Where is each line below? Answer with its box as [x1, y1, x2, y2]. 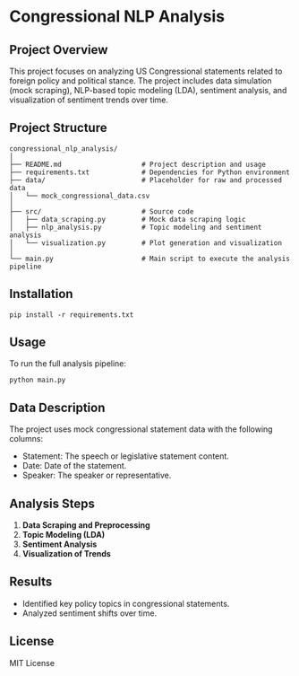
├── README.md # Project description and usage [9, 160, 267, 169]
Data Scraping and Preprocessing [21, 520, 150, 531]
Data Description [9, 399, 106, 415]
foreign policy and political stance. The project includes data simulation [9, 75, 272, 86]
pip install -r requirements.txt [9, 310, 134, 320]
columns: [9, 434, 44, 444]
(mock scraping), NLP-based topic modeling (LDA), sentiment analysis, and [9, 85, 287, 95]
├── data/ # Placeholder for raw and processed [9, 175, 282, 185]
